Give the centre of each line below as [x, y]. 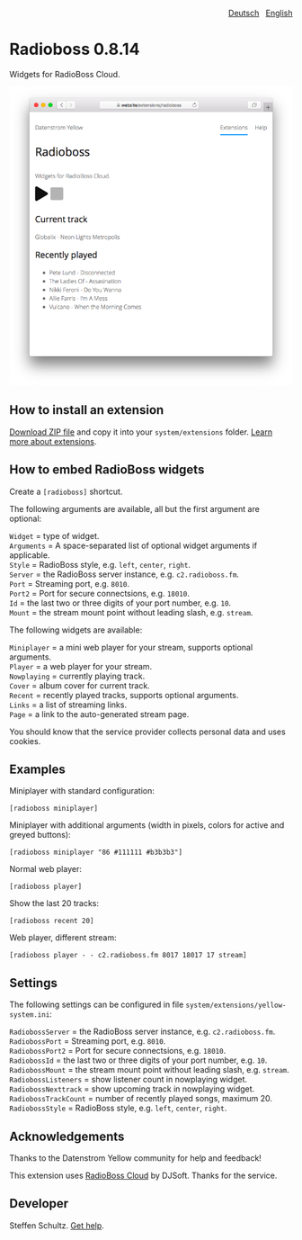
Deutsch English [260, 13]
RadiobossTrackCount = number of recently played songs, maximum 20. [141, 1099]
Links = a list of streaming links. [68, 705]
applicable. [30, 555]
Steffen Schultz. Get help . [57, 1225]
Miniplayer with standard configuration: [82, 791]
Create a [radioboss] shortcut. [66, 491]
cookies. [25, 741]
